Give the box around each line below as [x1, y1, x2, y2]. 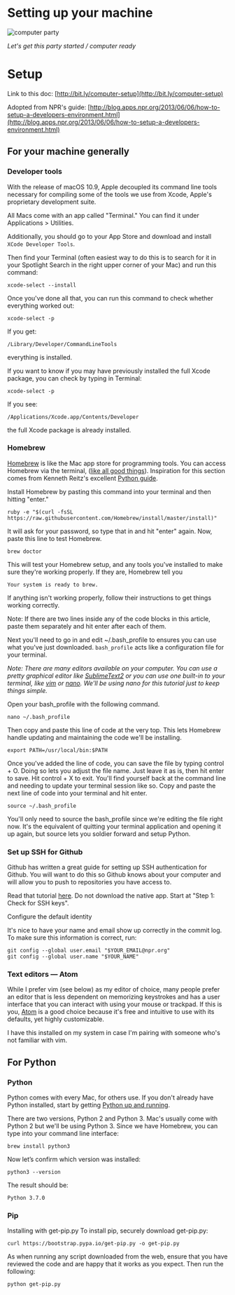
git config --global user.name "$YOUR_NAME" [7, 953, 139, 961]
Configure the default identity [7, 912, 92, 921]
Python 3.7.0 [7, 1195, 45, 1202]
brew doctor [7, 548, 42, 555]
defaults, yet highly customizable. [7, 1015, 105, 1024]
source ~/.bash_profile [7, 802, 77, 809]
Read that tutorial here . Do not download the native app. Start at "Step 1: [7, 891, 215, 900]
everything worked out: [7, 301, 75, 310]
